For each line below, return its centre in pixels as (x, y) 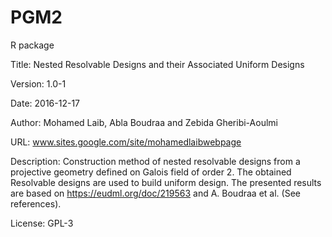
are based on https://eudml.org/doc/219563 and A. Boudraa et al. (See (155, 193)
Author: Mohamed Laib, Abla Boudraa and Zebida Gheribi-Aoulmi (144, 122)
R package (32, 45)
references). (36, 203)
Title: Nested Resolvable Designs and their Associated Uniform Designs (157, 64)
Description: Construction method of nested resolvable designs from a (155, 161)
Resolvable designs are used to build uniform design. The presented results (166, 182)
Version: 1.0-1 (38, 83)
